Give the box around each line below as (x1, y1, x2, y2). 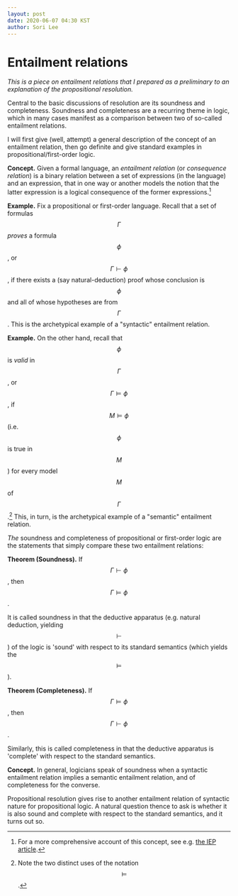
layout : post (7, 10, 46, 18)
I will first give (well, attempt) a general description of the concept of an (7, 135, 216, 144)
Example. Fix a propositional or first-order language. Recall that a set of (7, 201, 217, 210)
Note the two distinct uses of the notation (17, 858, 140, 867)
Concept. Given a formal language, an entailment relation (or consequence (7, 164, 227, 172)
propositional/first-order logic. (7, 150, 96, 159)
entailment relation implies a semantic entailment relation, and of (7, 773, 196, 781)
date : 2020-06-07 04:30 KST (7, 17, 91, 24)
